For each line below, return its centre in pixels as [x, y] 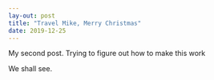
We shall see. [30, 69]
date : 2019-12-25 [37, 30]
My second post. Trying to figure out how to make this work [107, 54]
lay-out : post [32, 16]
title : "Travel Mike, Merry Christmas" [75, 23]
